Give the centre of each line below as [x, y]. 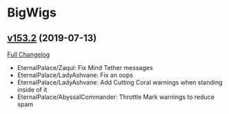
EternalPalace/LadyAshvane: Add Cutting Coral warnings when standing [120, 82]
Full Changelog [29, 54]
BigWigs [32, 13]
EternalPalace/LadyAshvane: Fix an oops [75, 75]
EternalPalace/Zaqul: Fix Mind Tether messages [85, 68]
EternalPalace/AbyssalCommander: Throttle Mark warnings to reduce [116, 97]
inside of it [32, 90]
